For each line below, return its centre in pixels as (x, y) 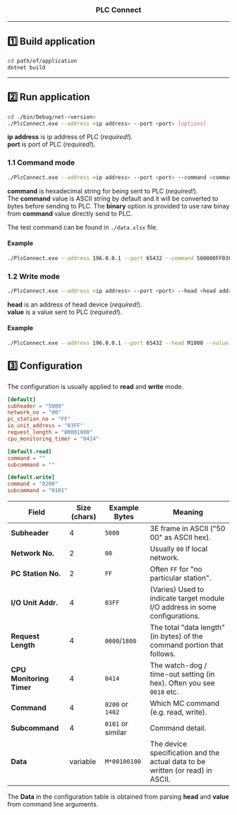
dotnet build (26, 67)
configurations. (175, 616)
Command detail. (178, 728)
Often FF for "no (176, 569)
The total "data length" (188, 628)
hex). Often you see (182, 683)
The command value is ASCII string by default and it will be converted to (113, 198)
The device (168, 744)
